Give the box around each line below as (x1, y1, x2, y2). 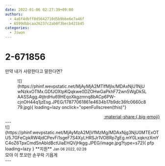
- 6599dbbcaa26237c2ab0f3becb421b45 (9, 21, 84, 26)
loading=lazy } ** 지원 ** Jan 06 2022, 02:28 (5, 146, 87, 152)
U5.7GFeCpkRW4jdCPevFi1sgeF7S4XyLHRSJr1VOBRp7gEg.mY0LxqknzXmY (5, 134, 159, 140)
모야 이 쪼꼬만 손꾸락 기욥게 (5, 152, 58, 158)
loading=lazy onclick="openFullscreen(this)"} (34, 104, 127, 110)
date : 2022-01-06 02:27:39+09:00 (5, 7, 74, 12)
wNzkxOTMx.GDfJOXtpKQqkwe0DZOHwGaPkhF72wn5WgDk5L (17, 88, 147, 94)
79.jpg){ (17, 104, 33, 110)
